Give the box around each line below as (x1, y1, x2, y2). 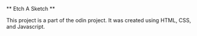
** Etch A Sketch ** (6, 5, 55, 12)
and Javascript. (6, 23, 46, 30)
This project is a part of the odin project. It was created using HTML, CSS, (6, 17, 192, 23)
